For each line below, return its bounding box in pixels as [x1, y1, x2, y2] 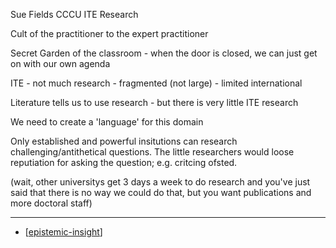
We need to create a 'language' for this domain [10, 116, 204, 128]
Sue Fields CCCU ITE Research [10, 9, 139, 20]
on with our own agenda [10, 58, 111, 69]
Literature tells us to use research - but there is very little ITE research [10, 97, 299, 108]
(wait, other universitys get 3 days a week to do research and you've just [10, 176, 311, 188]
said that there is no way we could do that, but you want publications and [10, 187, 312, 198]
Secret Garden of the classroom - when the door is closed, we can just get [10, 47, 318, 59]
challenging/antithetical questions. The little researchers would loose [10, 146, 295, 158]
